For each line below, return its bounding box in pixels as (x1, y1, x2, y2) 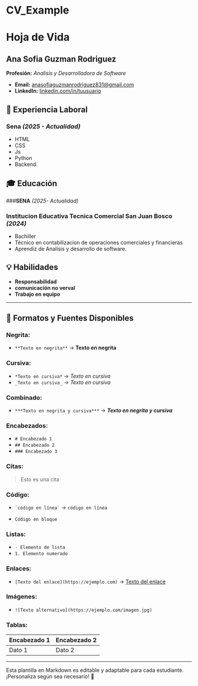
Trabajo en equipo (14, 290, 61, 298)
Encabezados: (6, 422, 48, 430)
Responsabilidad (14, 278, 57, 285)
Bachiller (14, 233, 37, 240)
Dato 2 (55, 646, 75, 654)
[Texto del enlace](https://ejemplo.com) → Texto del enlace (14, 578, 166, 585)
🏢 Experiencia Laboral (6, 104, 88, 115)
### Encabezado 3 (14, 449, 58, 455)
